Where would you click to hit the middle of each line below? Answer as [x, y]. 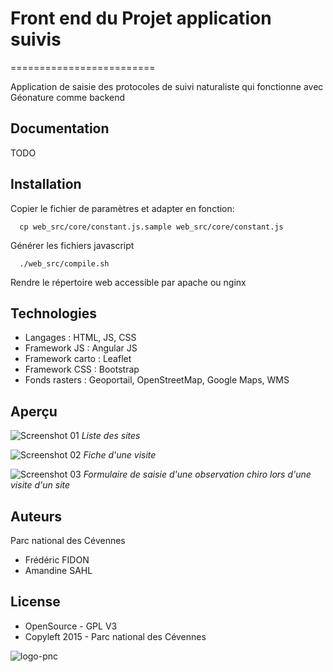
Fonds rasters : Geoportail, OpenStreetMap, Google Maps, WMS [157, 380]
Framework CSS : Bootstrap [82, 369]
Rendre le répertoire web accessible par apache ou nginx [128, 282]
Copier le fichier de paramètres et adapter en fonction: [122, 208]
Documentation [60, 128]
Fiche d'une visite [120, 455]
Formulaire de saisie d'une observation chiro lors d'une [197, 474]
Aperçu [34, 411]
